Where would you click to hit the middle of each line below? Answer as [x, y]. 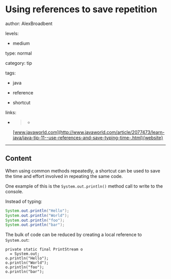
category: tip [19, 63]
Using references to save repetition [81, 9]
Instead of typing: [24, 201]
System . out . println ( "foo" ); [35, 220]
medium [21, 43]
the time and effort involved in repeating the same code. [64, 176]
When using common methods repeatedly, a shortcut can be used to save [83, 171]
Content [19, 158]
